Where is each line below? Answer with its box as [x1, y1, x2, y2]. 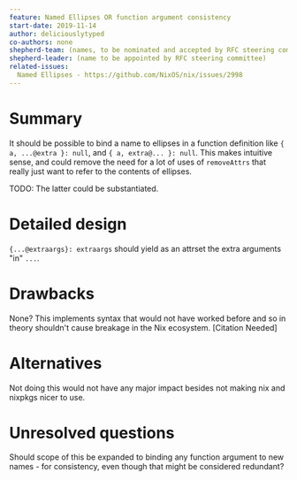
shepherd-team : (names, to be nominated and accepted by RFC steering [9, 46, 275, 55]
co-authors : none [9, 37, 73, 47]
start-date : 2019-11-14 [9, 21, 97, 30]
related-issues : [9, 63, 69, 72]
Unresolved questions [9, 423, 175, 443]
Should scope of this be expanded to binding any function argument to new [9, 452, 285, 462]
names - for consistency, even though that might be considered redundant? [9, 461, 285, 472]
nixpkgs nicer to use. [9, 392, 86, 402]
